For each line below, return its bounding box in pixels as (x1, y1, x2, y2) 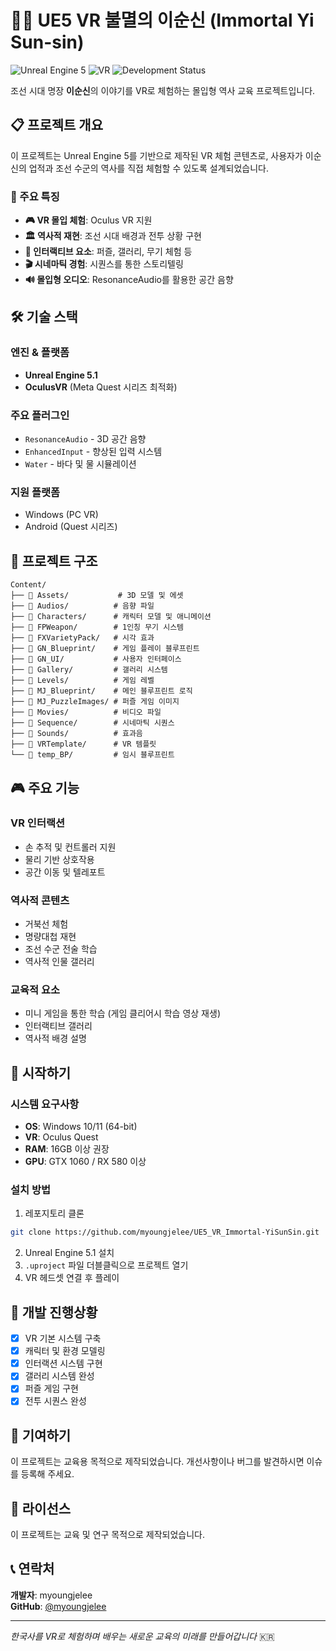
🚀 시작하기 (10, 1064, 72, 1081)
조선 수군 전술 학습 (24, 943, 98, 955)
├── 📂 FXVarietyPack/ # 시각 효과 (10, 633, 155, 643)
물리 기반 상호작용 (24, 853, 95, 865)
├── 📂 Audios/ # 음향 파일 (10, 601, 155, 611)
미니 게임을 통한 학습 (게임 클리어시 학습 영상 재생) (24, 1007, 221, 1020)
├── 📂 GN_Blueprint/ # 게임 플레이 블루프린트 (10, 644, 200, 654)
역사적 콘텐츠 (10, 893, 70, 907)
